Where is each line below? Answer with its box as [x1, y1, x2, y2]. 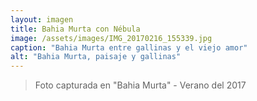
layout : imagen [10, 14, 74, 25]
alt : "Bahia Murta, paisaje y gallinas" [10, 52, 182, 62]
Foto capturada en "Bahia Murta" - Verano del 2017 [34, 79, 247, 91]
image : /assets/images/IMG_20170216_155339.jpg [10, 33, 213, 43]
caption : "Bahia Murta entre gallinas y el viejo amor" [10, 42, 248, 53]
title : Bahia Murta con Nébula [10, 24, 141, 34]
